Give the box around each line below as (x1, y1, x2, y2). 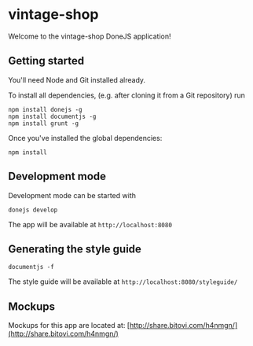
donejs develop (8, 206, 58, 214)
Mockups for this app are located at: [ (8, 321, 130, 330)
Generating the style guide (8, 242, 141, 256)
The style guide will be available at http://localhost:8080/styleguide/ (8, 277, 238, 286)
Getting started (8, 54, 85, 68)
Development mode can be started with (8, 190, 136, 200)
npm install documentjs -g (8, 112, 97, 120)
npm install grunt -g (8, 120, 79, 127)
